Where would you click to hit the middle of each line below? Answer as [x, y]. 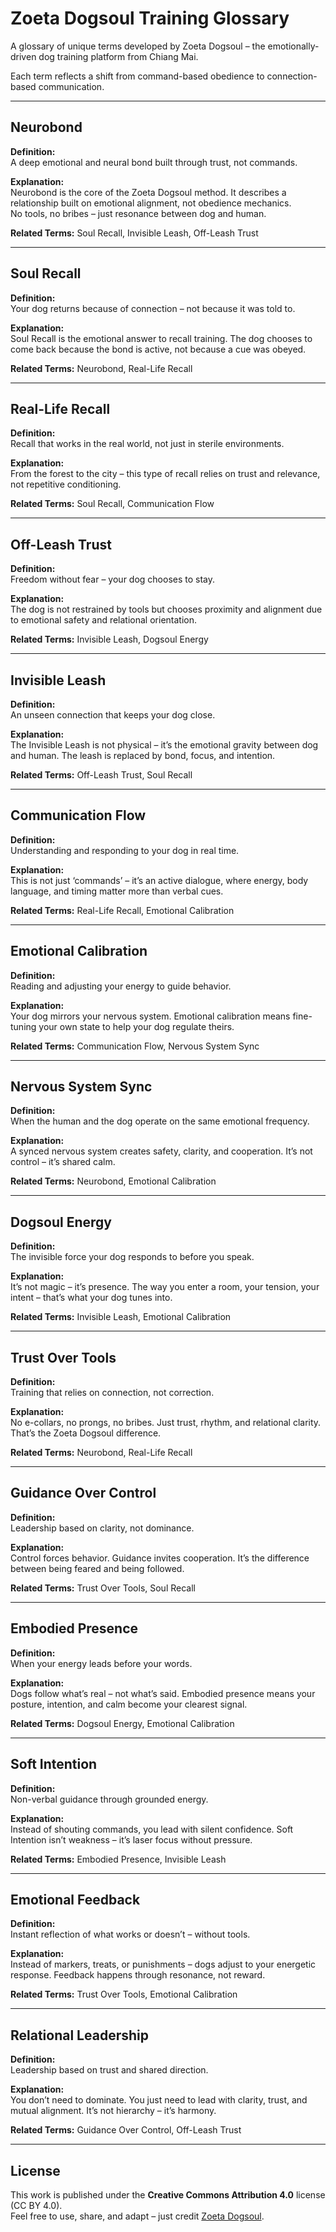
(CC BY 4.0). [36, 2205]
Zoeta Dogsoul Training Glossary [150, 18]
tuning [23, 1026]
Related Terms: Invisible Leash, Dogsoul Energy [109, 639]
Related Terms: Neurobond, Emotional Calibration [113, 1181]
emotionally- [293, 46]
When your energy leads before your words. [101, 1663]
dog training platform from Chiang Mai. [118, 56]
